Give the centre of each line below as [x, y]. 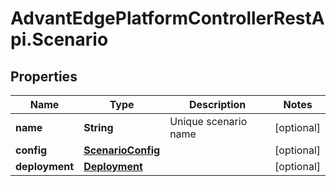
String [98, 127]
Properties [44, 76]
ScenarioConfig [122, 150]
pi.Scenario [59, 39]
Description [217, 104]
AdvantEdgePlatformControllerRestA [167, 18]
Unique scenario [208, 121]
